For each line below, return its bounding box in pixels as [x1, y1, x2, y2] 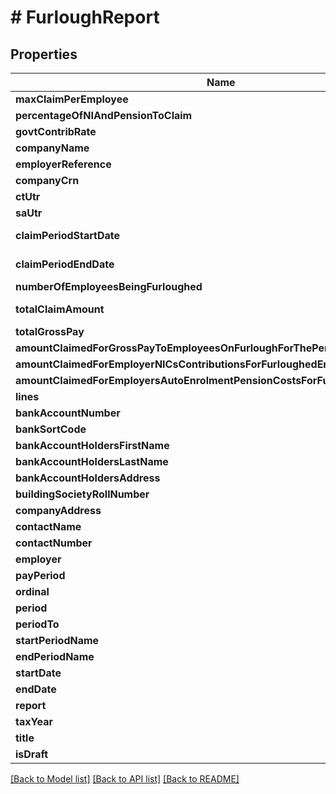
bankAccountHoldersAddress [15, 471, 161, 485]
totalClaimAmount [15, 302, 105, 316]
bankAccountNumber [15, 406, 121, 420]
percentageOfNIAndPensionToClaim [15, 109, 193, 122]
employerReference [15, 157, 112, 171]
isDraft [15, 747, 49, 761]
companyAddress [15, 504, 102, 517]
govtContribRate [15, 125, 97, 138]
